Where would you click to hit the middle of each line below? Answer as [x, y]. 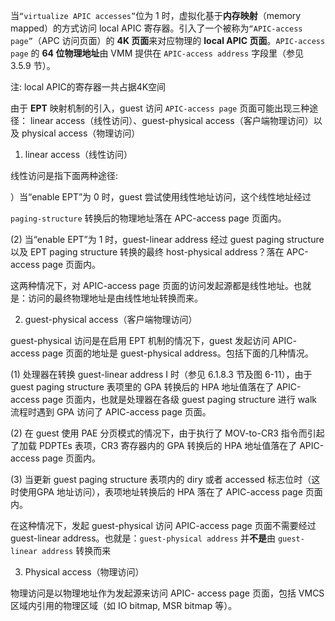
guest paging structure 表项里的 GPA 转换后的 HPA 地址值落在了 [142, 387]
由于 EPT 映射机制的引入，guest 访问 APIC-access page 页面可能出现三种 [160, 108]
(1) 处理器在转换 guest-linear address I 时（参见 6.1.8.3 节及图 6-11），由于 [161, 374]
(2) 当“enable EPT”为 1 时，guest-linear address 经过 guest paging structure [167, 239]
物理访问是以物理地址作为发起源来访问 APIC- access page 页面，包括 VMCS [167, 593]
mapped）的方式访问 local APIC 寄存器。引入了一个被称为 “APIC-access [156, 28]
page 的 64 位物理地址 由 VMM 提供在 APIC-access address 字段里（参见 [157, 53]
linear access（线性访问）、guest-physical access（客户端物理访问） [171, 120]
